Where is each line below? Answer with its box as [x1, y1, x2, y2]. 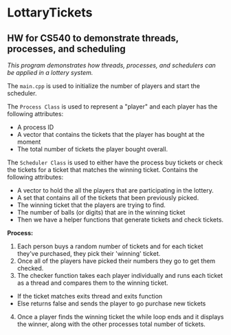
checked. [16, 264, 44, 272]
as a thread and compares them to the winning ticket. [16, 279, 168, 287]
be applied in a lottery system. [7, 69, 93, 76]
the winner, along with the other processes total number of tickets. [16, 320, 206, 328]
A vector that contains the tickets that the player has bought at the [16, 131, 205, 138]
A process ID [16, 123, 54, 131]
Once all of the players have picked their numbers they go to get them [16, 257, 216, 265]
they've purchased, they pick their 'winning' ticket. [16, 250, 161, 257]
